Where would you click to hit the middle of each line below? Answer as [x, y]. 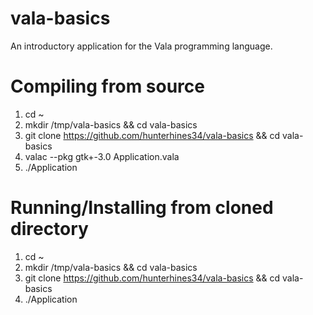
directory [49, 229]
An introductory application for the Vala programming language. [141, 46]
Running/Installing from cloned [142, 208]
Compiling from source [107, 86]
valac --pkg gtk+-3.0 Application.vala [102, 156]
